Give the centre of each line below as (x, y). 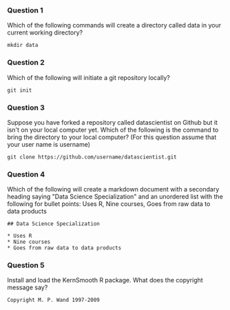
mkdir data (23, 45)
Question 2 (26, 63)
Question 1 (25, 10)
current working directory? (45, 32)
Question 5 (26, 265)
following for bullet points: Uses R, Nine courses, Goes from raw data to (109, 204)
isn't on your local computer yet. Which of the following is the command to (113, 130)
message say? (28, 287)
